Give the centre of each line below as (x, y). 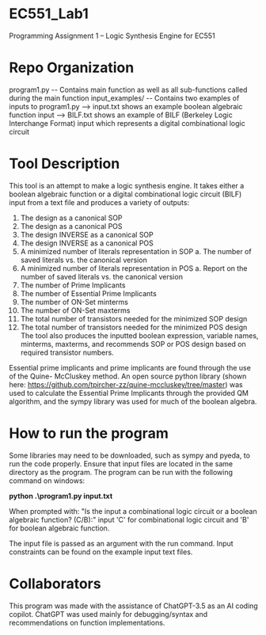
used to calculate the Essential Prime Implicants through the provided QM (129, 393)
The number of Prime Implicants (73, 285)
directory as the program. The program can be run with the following (121, 472)
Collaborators (55, 584)
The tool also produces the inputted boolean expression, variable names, (139, 335)
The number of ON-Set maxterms (75, 310)
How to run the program (89, 433)
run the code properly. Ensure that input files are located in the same (121, 463)
